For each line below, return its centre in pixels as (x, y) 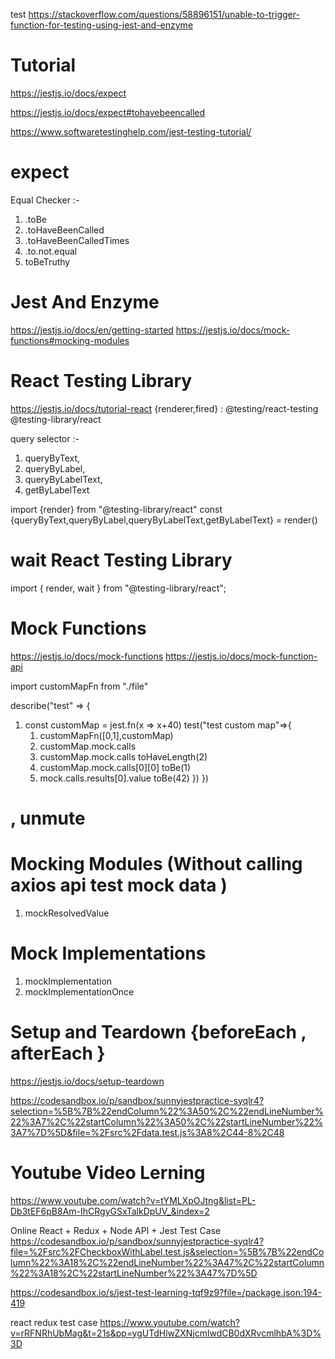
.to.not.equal (51, 251)
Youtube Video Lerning (108, 1172)
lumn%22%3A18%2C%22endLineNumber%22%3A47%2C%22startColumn (167, 1262)
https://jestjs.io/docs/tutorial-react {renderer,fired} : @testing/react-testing (164, 408)
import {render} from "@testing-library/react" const (116, 509)
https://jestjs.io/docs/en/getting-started (92, 330)
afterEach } (58, 1053)
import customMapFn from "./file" (79, 686)
